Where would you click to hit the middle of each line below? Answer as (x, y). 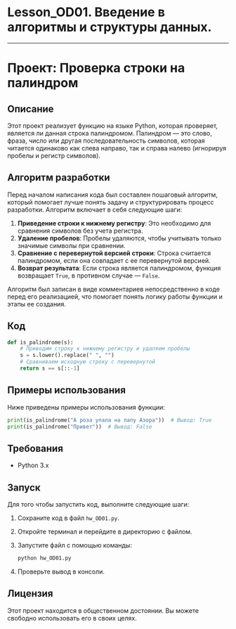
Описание (31, 109)
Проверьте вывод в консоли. (61, 571)
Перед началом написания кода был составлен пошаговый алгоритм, (112, 195)
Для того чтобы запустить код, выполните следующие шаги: (98, 505)
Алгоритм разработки (59, 177)
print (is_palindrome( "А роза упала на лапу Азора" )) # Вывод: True (110, 420)
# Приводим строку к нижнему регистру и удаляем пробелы (105, 349)
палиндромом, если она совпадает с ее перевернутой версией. (114, 260)
